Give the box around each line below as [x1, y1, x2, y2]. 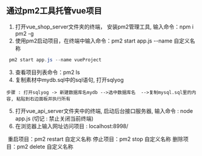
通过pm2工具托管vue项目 [6, 5, 102, 16]
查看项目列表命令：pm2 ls [15, 69, 80, 76]
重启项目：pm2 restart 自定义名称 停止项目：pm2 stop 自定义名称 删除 [7, 135, 184, 143]
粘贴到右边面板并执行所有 [16, 96, 71, 102]
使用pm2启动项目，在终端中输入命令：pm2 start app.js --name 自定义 [15, 37, 190, 44]
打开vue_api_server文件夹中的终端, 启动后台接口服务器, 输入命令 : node [15, 107, 194, 114]
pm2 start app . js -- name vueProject [8, 56, 102, 63]
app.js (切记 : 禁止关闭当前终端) [15, 115, 94, 122]
